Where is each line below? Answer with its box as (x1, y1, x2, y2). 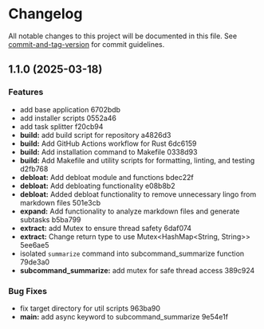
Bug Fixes (8, 285, 48, 296)
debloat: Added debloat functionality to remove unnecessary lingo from (19, 189, 257, 199)
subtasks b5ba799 (19, 214, 81, 224)
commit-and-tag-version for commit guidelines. (8, 39, 165, 49)
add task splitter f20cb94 (19, 121, 104, 131)
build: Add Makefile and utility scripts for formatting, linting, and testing (19, 155, 255, 165)
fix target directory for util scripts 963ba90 (19, 304, 161, 313)
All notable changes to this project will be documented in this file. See (8, 31, 238, 41)
